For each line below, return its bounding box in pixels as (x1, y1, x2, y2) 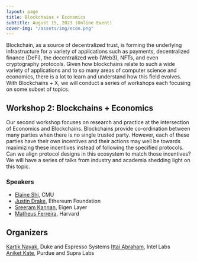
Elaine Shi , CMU (14, 191, 54, 198)
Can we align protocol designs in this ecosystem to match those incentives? (6, 150, 191, 157)
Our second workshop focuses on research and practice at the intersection (6, 119, 189, 126)
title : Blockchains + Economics (6, 14, 86, 20)
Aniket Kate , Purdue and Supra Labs (6, 250, 95, 257)
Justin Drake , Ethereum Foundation (14, 197, 101, 205)
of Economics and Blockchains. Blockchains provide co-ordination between (6, 125, 190, 132)
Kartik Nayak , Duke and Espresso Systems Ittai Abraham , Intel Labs (6, 243, 170, 250)
